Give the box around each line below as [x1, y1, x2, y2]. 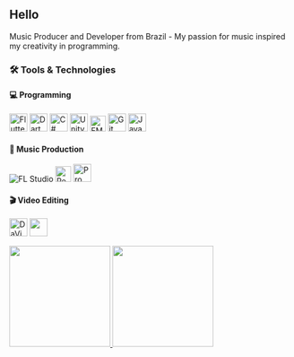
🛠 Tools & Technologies [9, 63, 117, 75]
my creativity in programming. [9, 40, 121, 51]
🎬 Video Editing [9, 195, 69, 205]
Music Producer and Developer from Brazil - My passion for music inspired [9, 30, 286, 41]
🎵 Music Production [9, 144, 84, 154]
